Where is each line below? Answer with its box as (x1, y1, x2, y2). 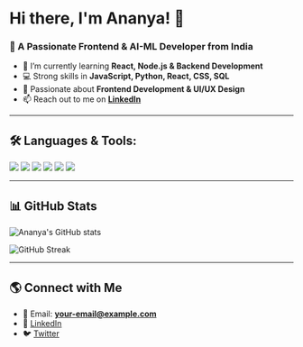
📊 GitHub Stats (9, 198, 97, 214)
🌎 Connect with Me (9, 279, 123, 296)
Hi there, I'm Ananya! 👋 (9, 8, 185, 29)
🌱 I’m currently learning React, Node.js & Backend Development (22, 60, 263, 71)
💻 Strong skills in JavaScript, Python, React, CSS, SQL (22, 71, 230, 82)
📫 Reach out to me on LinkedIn (22, 94, 142, 105)
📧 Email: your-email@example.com (22, 308, 157, 319)
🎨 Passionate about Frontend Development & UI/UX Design (22, 84, 245, 95)
